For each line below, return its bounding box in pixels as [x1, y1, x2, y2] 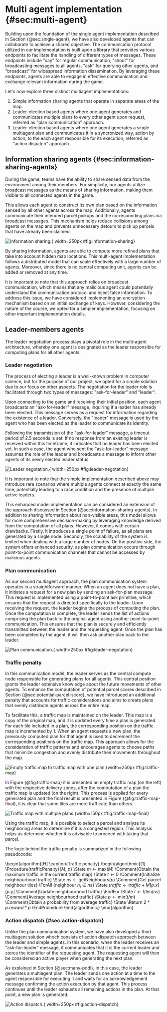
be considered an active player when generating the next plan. [5, 955, 134, 961]
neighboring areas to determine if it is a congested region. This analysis [5, 825, 153, 832]
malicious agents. [5, 554, 41, 560]
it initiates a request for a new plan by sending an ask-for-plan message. [5, 589, 154, 595]
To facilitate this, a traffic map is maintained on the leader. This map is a [5, 712, 153, 718]
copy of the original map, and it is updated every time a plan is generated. [5, 718, 157, 724]
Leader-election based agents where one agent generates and [12, 109, 141, 115]
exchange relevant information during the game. [5, 79, 104, 85]
